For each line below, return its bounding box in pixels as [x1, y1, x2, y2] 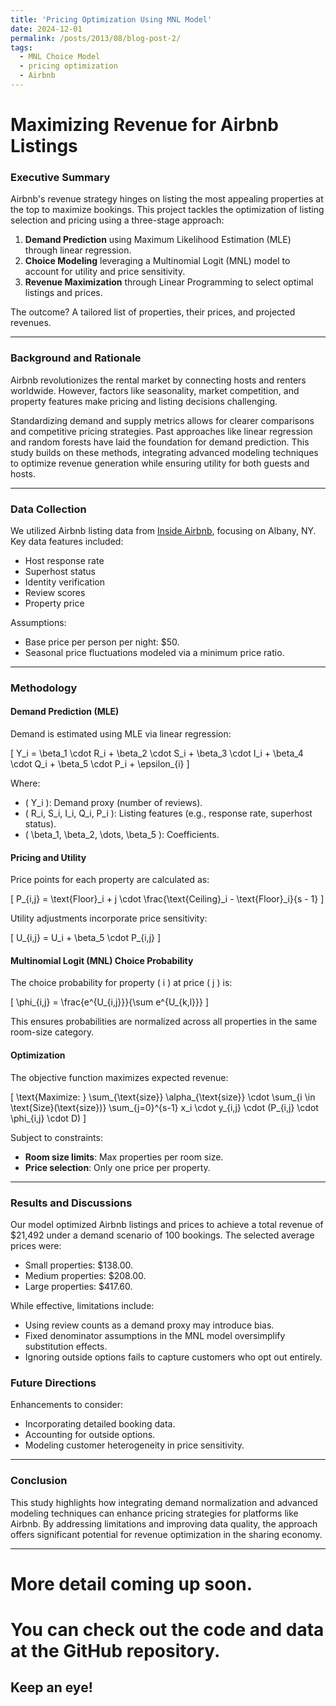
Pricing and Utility [10, 851, 87, 863]
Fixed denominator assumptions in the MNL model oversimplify [24, 1329, 286, 1341]
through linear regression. [24, 244, 132, 256]
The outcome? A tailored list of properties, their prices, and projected [10, 306, 296, 318]
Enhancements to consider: [10, 1399, 123, 1411]
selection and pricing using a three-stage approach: [10, 214, 225, 226]
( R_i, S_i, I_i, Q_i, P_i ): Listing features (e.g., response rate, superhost [24, 807, 313, 820]
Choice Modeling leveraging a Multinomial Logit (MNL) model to [24, 255, 291, 267]
